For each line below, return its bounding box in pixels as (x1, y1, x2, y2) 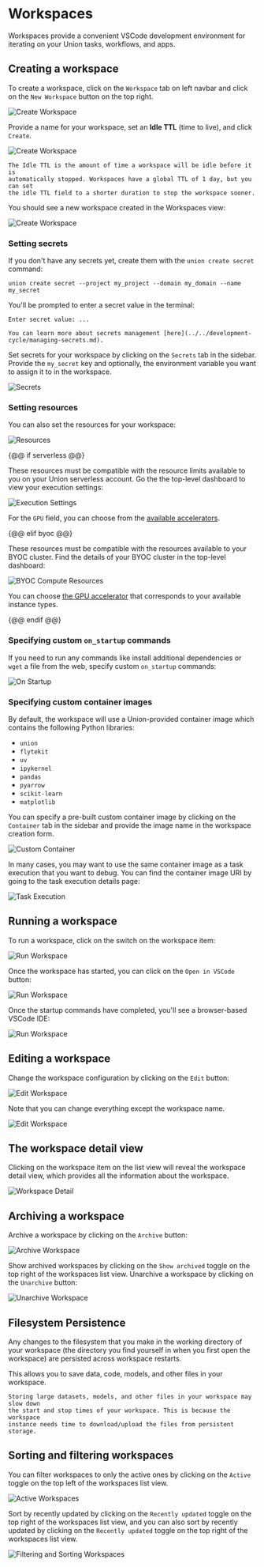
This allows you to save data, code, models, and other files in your (8, 1369, 223, 1378)
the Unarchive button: (8, 1278, 77, 1287)
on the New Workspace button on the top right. (8, 92, 154, 101)
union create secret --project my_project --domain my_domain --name (8, 280, 242, 288)
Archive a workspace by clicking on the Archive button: (8, 1230, 188, 1240)
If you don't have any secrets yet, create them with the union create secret (8, 256, 255, 266)
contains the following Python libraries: (8, 723, 136, 732)
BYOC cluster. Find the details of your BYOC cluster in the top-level (8, 553, 226, 562)
